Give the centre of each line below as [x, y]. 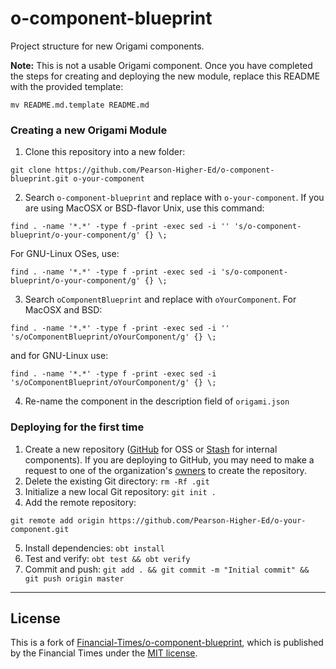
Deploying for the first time [77, 427]
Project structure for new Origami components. [107, 46]
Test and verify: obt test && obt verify [107, 558]
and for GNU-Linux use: [59, 356]
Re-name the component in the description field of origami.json [157, 401]
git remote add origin [57, 520]
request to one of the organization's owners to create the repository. [165, 470]
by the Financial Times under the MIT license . [104, 653]
